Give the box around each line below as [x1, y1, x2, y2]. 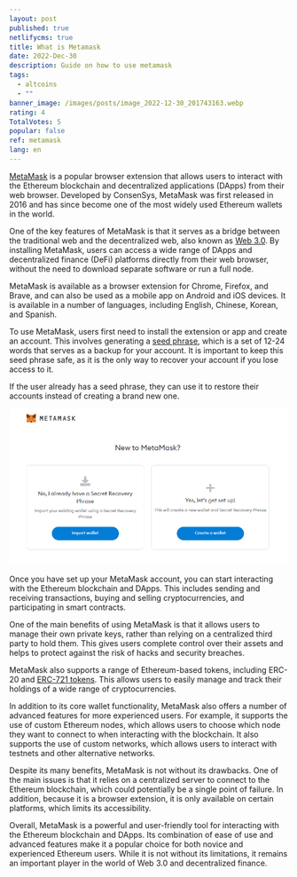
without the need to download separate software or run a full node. [9, 263, 254, 274]
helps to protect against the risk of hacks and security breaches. [9, 648, 246, 658]
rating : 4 [9, 107, 46, 117]
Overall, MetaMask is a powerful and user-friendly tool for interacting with [9, 820, 279, 830]
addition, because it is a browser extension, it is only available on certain [9, 794, 274, 803]
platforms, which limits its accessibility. [9, 803, 152, 813]
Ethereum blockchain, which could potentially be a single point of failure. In [9, 784, 284, 794]
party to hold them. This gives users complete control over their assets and [9, 638, 284, 648]
